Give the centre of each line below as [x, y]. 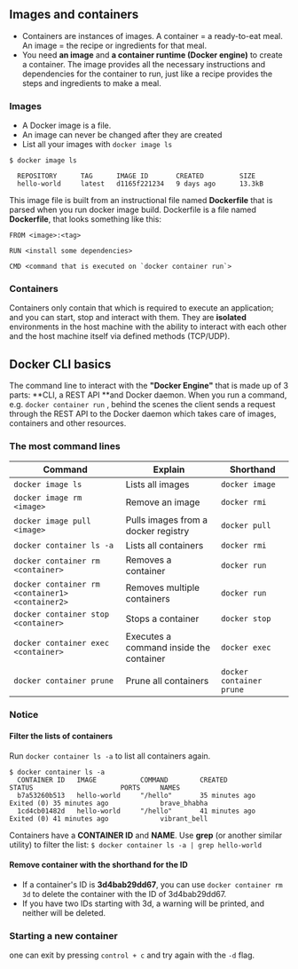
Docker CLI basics [60, 364]
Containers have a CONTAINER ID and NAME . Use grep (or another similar [146, 835]
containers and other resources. [68, 423]
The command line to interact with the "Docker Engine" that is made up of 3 [149, 386]
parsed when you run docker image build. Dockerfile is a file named [133, 210]
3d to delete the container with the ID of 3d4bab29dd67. [124, 894]
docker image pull [52, 521]
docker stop [246, 618]
